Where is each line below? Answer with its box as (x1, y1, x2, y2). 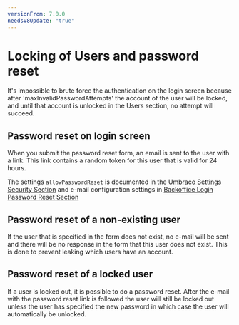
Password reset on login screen (7, 130, 151, 142)
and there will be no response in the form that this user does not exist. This (7, 240, 228, 249)
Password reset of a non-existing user (7, 213, 180, 225)
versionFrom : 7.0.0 (7, 10, 66, 18)
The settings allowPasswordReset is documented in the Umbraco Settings (7, 177, 222, 186)
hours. (7, 164, 26, 172)
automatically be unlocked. (7, 309, 87, 318)
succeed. (7, 109, 35, 118)
